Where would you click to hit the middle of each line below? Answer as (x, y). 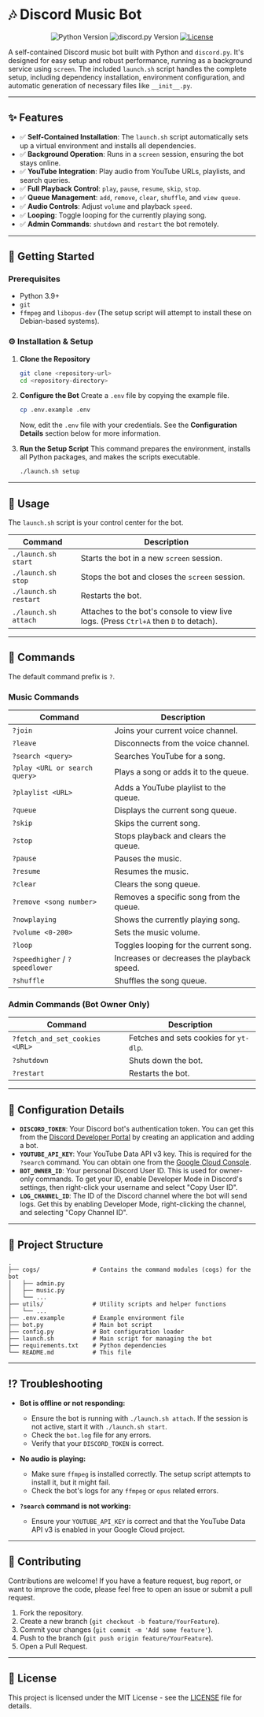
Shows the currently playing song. (177, 920)
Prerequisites (34, 279)
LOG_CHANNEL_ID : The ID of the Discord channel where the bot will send (133, 1196)
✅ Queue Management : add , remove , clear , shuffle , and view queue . (130, 197)
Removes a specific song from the (177, 898)
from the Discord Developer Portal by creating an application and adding (137, 1137)
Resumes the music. (152, 872)
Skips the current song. (157, 823)
